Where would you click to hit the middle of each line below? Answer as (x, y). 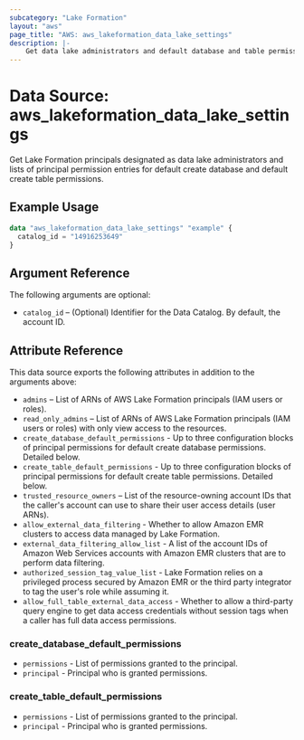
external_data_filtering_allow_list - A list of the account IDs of (145, 544)
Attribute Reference (66, 351)
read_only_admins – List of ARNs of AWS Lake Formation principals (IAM (157, 419)
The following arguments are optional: (80, 295)
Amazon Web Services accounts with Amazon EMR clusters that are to (154, 554)
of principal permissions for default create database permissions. (144, 448)
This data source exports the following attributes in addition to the (132, 373)
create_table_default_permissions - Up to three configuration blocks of (157, 467)
